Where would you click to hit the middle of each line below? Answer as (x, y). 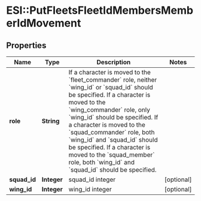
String (51, 121)
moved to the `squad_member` (112, 155)
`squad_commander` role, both (112, 132)
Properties (26, 45)
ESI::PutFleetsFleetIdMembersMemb (100, 10)
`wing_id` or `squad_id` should (111, 87)
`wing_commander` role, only (109, 110)
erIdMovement (44, 23)
